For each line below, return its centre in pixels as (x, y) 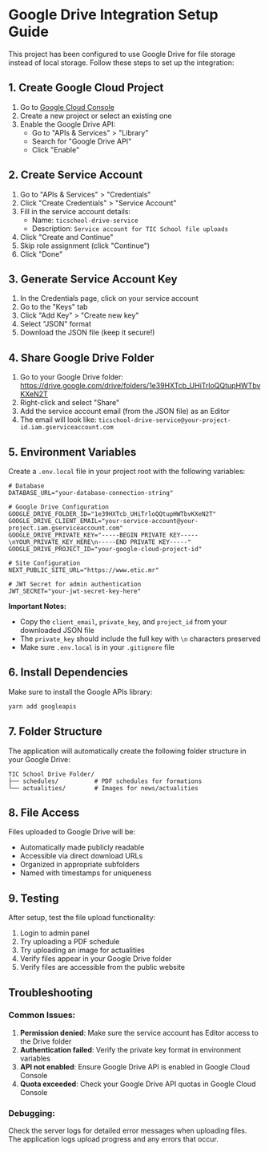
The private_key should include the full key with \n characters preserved (140, 639)
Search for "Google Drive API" (82, 141)
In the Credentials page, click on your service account (109, 298)
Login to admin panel (54, 933)
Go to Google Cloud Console (67, 107)
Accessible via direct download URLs (81, 856)
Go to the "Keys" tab (54, 307)
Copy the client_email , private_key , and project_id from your (123, 622)
